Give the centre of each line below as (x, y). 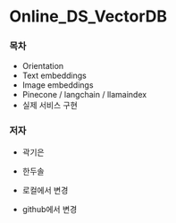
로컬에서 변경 (45, 190)
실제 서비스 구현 (50, 106)
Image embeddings (58, 85)
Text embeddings (54, 76)
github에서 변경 (50, 209)
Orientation (43, 66)
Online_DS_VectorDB (88, 17)
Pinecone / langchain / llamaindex (84, 95)
